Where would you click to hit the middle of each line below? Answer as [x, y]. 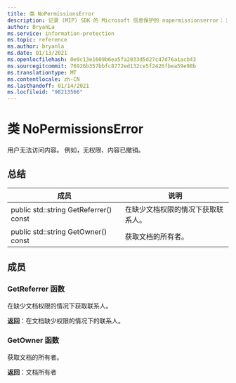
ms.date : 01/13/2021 [38, 53]
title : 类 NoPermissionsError [51, 14]
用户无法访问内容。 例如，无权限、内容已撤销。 [76, 150]
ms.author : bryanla [36, 46]
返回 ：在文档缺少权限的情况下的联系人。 [66, 320]
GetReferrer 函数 [36, 289]
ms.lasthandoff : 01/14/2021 [48, 86]
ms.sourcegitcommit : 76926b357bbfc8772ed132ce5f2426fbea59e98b [102, 66]
